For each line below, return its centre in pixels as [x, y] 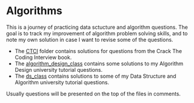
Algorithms [34, 11]
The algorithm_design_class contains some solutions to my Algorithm [99, 64]
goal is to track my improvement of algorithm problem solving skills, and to [97, 33]
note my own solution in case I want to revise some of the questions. [90, 39]
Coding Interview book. [43, 57]
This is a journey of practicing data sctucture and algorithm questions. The [97, 27]
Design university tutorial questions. [59, 69]
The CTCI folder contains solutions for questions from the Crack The [98, 51]
